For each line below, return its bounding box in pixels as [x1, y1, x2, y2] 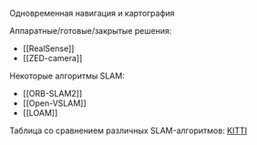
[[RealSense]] [22, 43, 75, 54]
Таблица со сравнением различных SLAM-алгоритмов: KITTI [9, 125, 248, 136]
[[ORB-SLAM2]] [22, 88, 83, 98]
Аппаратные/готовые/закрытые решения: [9, 26, 172, 36]
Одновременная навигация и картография [9, 8, 175, 18]
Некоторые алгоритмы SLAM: [9, 70, 125, 81]
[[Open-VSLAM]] [22, 98, 87, 109]
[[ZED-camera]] [22, 53, 83, 63]
